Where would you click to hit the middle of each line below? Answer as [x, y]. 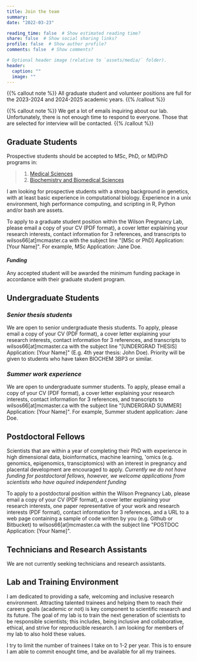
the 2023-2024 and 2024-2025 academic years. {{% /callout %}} [86, 99]
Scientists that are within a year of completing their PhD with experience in [97, 451]
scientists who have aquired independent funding [67, 482]
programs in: [22, 162]
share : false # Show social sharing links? [62, 39]
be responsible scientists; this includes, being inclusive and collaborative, [95, 621]
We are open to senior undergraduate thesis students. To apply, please [92, 328]
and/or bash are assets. [35, 210]
